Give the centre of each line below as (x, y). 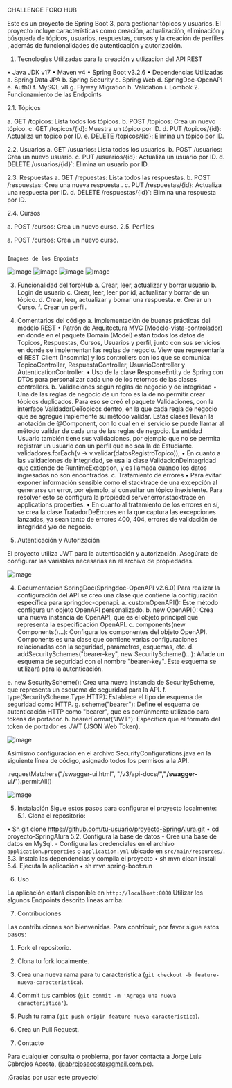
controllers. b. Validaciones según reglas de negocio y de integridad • (117, 387)
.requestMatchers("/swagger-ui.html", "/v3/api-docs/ (83, 774)
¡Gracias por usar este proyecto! (53, 1077)
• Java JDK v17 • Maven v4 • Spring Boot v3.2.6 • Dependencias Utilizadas (115, 72)
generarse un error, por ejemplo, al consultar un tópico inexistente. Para (120, 490)
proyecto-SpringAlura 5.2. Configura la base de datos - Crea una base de (112, 836)
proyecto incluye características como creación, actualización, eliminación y (116, 31)
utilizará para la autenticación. (60, 669)
